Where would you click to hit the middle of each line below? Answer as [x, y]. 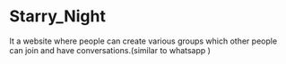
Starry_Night [57, 16]
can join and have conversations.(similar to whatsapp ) [110, 50]
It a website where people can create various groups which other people [143, 41]
